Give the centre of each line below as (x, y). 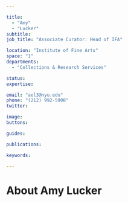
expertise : (20, 84)
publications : (24, 144)
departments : (23, 62)
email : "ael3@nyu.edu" (35, 95)
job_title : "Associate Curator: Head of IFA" (64, 40)
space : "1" (20, 56)
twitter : (17, 106)
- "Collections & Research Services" (59, 67)
